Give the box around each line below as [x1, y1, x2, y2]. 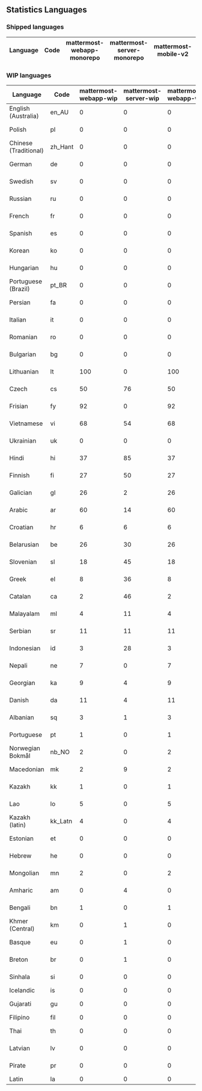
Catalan [9, 592, 31, 600]
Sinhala [9, 973, 30, 981]
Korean [9, 246, 30, 254]
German [9, 159, 32, 168]
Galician [9, 488, 32, 497]
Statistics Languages [6, 5, 87, 15]
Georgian [9, 678, 35, 687]
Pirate [9, 1061, 26, 1069]
